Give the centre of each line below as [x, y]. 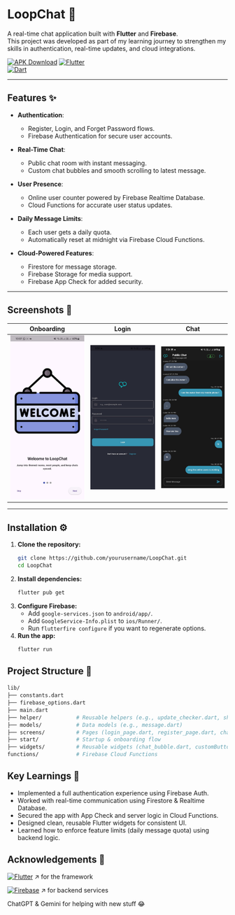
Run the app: [36, 635]
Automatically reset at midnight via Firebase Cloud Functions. [116, 239]
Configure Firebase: [47, 606]
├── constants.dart [36, 695]
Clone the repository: [49, 544]
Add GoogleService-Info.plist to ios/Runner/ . [95, 620]
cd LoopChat [35, 565]
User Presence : [40, 184]
